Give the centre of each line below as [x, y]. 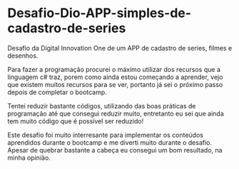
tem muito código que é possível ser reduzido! [76, 121]
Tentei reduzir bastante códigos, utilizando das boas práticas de [102, 106]
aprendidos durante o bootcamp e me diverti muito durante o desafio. [110, 142]
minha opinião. [29, 158]
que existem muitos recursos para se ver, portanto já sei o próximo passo [115, 84]
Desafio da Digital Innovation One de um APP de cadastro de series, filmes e [120, 48]
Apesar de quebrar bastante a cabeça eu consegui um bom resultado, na [115, 150]
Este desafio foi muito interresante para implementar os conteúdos [105, 135]
